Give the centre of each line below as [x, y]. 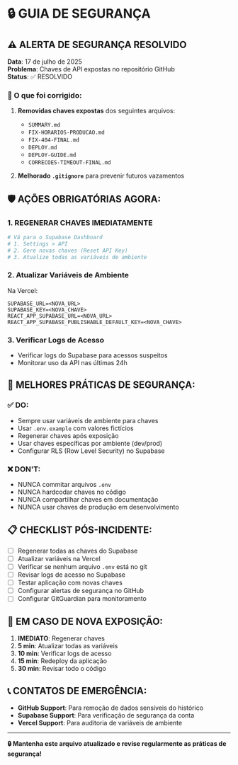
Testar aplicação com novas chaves [70, 583]
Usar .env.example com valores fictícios [75, 428]
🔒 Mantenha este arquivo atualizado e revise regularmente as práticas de [117, 743]
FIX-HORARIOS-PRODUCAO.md [66, 133]
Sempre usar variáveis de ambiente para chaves [88, 420]
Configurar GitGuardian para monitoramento [82, 599]
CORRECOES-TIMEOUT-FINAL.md [69, 163]
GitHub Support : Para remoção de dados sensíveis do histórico [110, 708]
